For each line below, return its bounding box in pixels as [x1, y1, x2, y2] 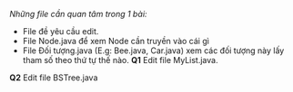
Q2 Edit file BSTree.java [9, 72, 98, 83]
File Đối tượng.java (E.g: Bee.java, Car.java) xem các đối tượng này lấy [22, 45, 285, 56]
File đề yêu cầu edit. [22, 26, 99, 36]
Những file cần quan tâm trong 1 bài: [9, 9, 147, 19]
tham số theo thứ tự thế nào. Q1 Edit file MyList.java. [22, 55, 218, 65]
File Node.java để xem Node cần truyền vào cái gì [22, 36, 209, 46]
